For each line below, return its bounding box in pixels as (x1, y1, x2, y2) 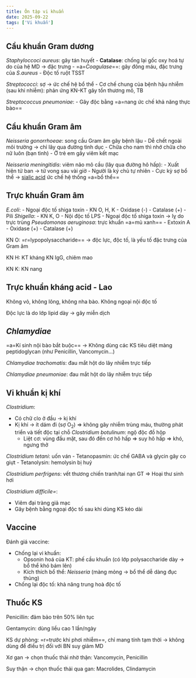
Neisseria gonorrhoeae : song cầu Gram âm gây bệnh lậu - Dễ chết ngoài (6, 137, 182, 144)
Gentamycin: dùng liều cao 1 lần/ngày (6, 625, 97, 632)
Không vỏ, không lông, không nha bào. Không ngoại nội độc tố (6, 298, 157, 305)
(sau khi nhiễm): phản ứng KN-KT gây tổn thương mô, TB (6, 87, 143, 94)
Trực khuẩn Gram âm (6, 190, 84, 200)
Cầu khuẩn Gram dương (6, 41, 94, 51)
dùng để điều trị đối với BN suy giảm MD (6, 642, 104, 649)
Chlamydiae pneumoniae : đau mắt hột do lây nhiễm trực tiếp (6, 371, 152, 378)
